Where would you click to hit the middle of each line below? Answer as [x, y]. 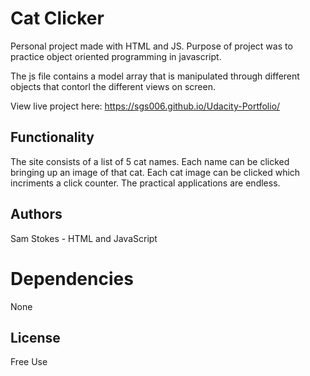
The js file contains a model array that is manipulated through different [155, 76]
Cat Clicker [57, 18]
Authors [36, 214]
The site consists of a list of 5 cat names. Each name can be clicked [150, 161]
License [35, 337]
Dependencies [72, 278]
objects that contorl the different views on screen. [113, 86]
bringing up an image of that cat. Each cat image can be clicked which [155, 172]
